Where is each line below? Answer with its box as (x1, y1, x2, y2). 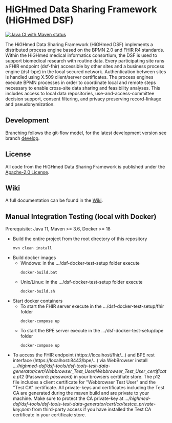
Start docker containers (12, 298, 63, 304)
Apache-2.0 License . (5, 169, 50, 175)
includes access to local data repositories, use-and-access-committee (5, 90, 155, 96)
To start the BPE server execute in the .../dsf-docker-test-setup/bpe (20, 328, 164, 334)
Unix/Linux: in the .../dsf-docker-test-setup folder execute (20, 279, 143, 285)
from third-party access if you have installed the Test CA (32, 406, 152, 413)
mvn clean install (12, 246, 52, 251)
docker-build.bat (20, 270, 58, 275)
